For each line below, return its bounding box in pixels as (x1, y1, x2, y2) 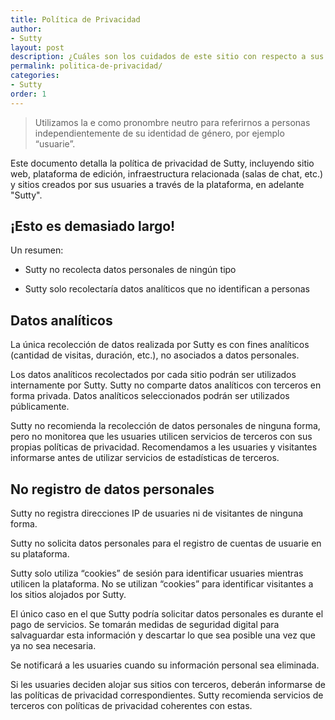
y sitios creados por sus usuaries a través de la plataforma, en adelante (10, 178, 305, 190)
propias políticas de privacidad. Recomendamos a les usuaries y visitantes (10, 441, 318, 453)
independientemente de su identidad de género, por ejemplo (34, 127, 285, 139)
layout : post (10, 42, 65, 53)
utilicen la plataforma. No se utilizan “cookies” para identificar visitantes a (10, 578, 314, 590)
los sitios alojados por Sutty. (10, 589, 127, 601)
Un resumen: (10, 244, 64, 256)
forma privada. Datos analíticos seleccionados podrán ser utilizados (10, 390, 290, 402)
